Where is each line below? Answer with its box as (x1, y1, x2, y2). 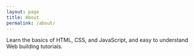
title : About (6, 14, 40, 20)
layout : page (6, 8, 40, 15)
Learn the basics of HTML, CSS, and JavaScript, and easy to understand (6, 37, 189, 44)
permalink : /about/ (6, 20, 56, 26)
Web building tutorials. (6, 43, 63, 50)
